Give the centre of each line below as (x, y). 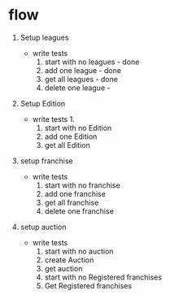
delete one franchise (79, 211)
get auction (63, 268)
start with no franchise (82, 185)
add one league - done (83, 70)
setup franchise (46, 161)
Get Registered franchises (88, 285)
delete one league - (77, 88)
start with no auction (79, 251)
